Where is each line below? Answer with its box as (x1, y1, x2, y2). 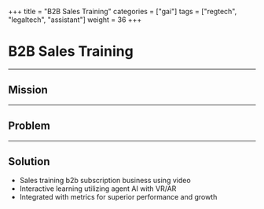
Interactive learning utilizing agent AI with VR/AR (19, 184, 177, 193)
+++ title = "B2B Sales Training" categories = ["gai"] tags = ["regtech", (8, 7, 237, 16)
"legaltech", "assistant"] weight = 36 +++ (8, 15, 142, 24)
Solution (8, 155, 50, 168)
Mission (8, 83, 49, 97)
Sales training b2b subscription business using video (19, 176, 191, 185)
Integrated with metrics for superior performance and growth (19, 192, 218, 202)
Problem (8, 119, 51, 133)
